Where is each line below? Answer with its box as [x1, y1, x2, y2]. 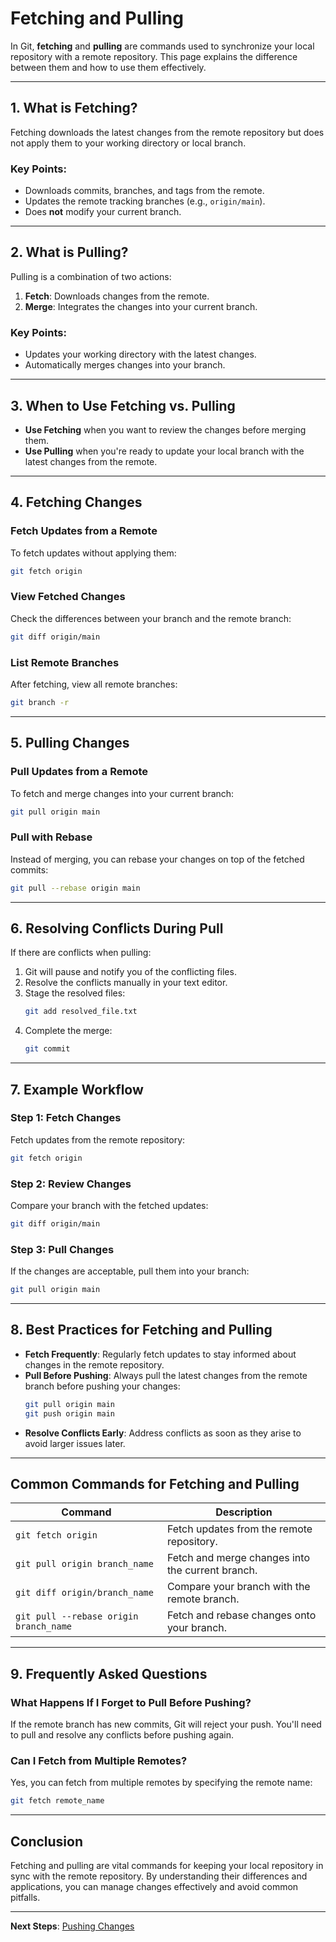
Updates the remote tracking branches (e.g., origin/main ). [24, 195, 266, 207]
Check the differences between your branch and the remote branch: [10, 612, 292, 624]
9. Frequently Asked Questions [10, 1665, 208, 1682]
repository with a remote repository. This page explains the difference [10, 50, 298, 62]
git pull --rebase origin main [10, 883, 141, 893]
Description [215, 1505, 273, 1519]
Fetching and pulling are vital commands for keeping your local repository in [10, 1860, 324, 1872]
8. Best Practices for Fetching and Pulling [10, 1322, 273, 1339]
